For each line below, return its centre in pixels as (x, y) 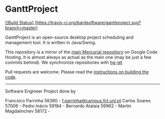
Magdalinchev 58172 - (28, 111)
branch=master (21, 27)
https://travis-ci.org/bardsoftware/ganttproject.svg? (89, 23)
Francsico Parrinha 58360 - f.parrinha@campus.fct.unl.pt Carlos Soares (78, 100)
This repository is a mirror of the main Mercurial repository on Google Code (82, 52)
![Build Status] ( (21, 23)
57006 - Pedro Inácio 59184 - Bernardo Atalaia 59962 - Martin (68, 106)
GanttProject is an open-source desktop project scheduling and (69, 37)
